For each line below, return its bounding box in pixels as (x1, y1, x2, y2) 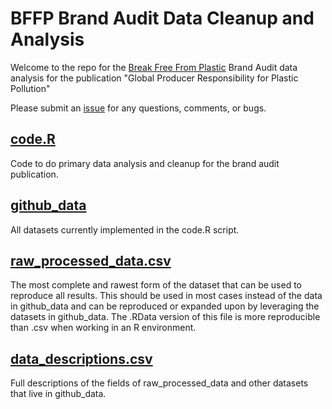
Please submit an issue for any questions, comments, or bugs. (10, 102, 267, 114)
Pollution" (10, 82, 51, 94)
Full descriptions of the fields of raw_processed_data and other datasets (10, 377, 309, 389)
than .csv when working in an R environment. (10, 322, 197, 334)
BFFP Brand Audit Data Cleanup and (10, 7, 315, 30)
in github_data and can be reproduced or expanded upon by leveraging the (10, 300, 320, 312)
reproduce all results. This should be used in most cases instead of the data (10, 290, 323, 302)
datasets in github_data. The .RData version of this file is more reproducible (10, 311, 321, 323)
